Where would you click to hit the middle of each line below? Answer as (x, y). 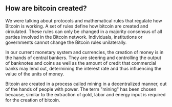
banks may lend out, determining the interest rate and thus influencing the (83, 68)
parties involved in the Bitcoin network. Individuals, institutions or (74, 37)
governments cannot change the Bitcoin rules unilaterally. (66, 42)
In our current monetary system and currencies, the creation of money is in (84, 52)
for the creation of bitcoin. (33, 100)
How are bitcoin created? (46, 8)
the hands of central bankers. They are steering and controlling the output (83, 58)
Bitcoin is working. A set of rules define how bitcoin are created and (77, 26)
